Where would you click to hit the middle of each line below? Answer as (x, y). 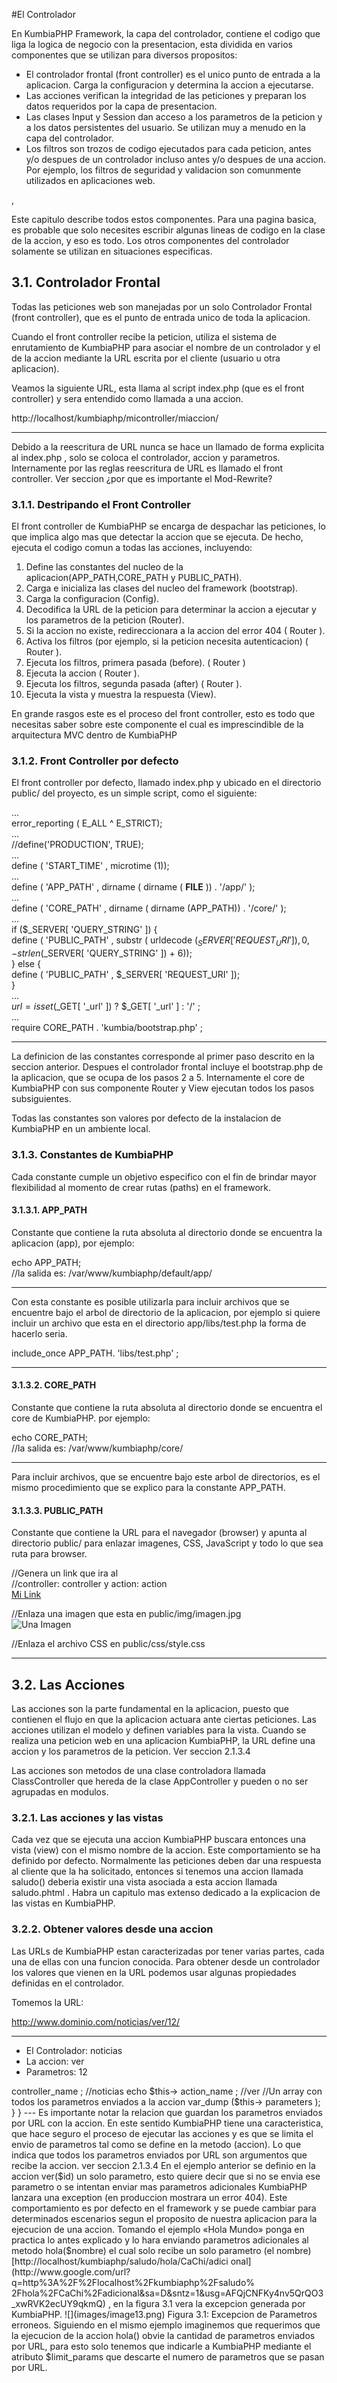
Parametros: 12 (56, 2071)
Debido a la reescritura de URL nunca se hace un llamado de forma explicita (168, 446)
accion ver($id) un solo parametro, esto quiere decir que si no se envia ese (166, 2176)
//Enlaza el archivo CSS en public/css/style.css (108, 1644)
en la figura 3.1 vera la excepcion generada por (209, 2303)
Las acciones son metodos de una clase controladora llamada (138, 1770)
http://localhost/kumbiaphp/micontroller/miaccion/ (115, 418)
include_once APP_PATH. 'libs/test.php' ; (95, 1353)
